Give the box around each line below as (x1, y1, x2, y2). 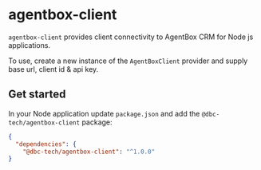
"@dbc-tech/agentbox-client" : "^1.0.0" (22, 148, 156, 156)
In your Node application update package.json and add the (8, 109, 200, 118)
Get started (8, 88, 66, 101)
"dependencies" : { (15, 140, 77, 148)
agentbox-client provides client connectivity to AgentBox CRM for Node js (8, 32, 254, 42)
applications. (8, 40, 50, 49)
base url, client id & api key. (8, 64, 99, 73)
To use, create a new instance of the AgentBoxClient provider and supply (8, 56, 248, 65)
